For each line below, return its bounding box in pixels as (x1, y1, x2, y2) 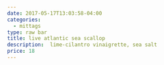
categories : (7, 16, 41, 23)
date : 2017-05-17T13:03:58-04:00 (7, 9, 102, 17)
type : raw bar (7, 28, 48, 36)
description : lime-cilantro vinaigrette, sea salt (7, 41, 157, 48)
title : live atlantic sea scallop (7, 35, 106, 42)
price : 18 (7, 48, 36, 55)
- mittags (13, 22, 41, 29)
